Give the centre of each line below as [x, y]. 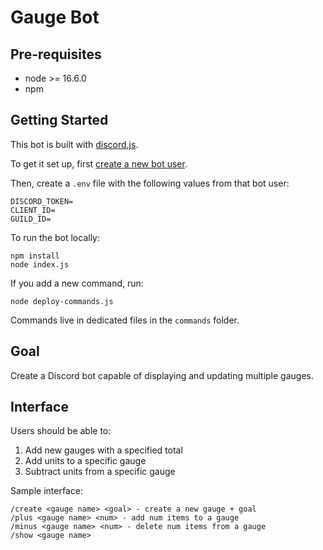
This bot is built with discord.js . [74, 144]
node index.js [40, 264]
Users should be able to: [61, 431]
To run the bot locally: [55, 237]
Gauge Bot [55, 17]
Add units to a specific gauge [85, 461]
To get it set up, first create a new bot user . [99, 163]
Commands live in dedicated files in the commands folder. [125, 320]
